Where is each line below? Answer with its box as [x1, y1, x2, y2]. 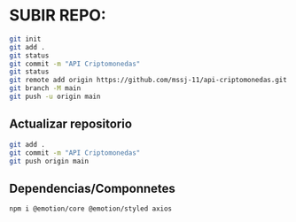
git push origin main [9, 157, 90, 165]
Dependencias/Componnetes [9, 180, 175, 195]
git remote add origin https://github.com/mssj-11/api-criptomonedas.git [9, 76, 288, 85]
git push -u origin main [9, 92, 101, 102]
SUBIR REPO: [9, 5, 106, 26]
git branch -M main [9, 84, 82, 93]
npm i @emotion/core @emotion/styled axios [9, 204, 173, 213]
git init [9, 34, 42, 43]
